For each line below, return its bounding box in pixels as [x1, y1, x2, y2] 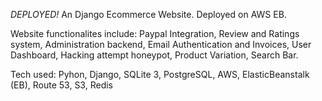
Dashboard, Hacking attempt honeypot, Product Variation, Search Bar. [10, 49, 299, 61]
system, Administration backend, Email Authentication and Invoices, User [10, 39, 312, 50]
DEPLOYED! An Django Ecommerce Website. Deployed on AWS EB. [10, 9, 287, 20]
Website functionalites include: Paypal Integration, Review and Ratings [10, 28, 300, 39]
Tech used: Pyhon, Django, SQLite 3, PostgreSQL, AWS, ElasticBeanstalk [10, 69, 310, 80]
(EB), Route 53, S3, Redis [10, 79, 113, 91]
